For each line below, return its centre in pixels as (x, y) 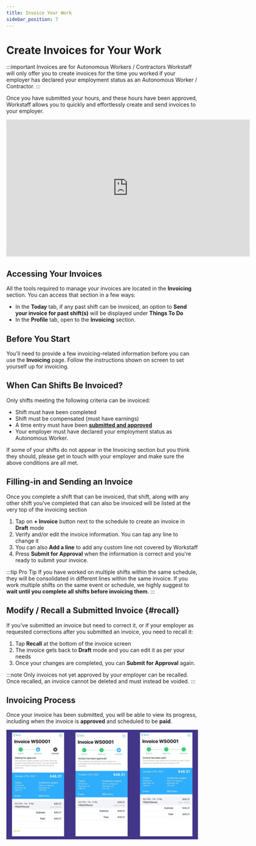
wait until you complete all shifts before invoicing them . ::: (81, 591)
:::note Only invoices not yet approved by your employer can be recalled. (97, 675)
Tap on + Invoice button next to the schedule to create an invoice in (100, 521)
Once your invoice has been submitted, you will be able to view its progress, (102, 715)
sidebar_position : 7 (33, 19)
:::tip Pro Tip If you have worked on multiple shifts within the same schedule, (102, 572)
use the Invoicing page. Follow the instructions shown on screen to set (95, 360)
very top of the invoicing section (47, 509)
